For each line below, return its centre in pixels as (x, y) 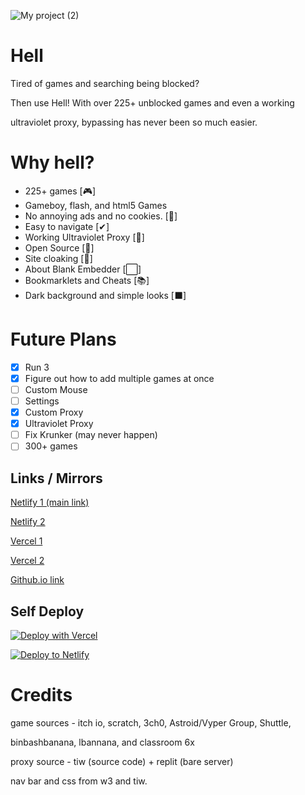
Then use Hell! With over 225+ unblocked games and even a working (152, 102)
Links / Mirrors (56, 478)
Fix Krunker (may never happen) (91, 435)
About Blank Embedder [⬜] (83, 269)
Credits (41, 695)
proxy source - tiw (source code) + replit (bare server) (122, 761)
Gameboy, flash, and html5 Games (96, 205)
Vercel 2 (27, 561)
